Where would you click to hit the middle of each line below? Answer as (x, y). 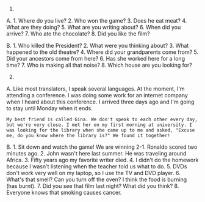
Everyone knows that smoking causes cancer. (64, 193)
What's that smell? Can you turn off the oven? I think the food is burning (97, 179)
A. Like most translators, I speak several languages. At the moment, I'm (95, 89)
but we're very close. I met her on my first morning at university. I (99, 125)
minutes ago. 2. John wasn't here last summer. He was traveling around (96, 153)
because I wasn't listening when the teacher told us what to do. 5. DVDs (97, 166)
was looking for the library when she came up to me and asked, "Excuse (101, 130)
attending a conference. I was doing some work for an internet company (97, 95)
